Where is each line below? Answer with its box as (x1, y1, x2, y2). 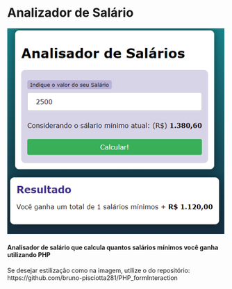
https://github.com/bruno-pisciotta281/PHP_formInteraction (7, 273, 179, 282)
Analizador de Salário (7, 5, 134, 21)
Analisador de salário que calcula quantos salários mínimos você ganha (7, 243, 219, 251)
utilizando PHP (7, 251, 51, 259)
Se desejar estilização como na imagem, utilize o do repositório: (7, 266, 190, 274)
